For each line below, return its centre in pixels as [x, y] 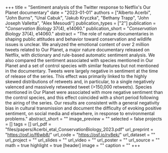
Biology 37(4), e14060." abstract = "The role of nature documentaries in [79, 34]
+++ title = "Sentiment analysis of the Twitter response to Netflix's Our [78, 7]
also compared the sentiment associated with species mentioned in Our [79, 60]
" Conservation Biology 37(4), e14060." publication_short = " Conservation [81, 28]
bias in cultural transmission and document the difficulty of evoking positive [83, 108]
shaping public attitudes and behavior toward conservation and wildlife [78, 39]
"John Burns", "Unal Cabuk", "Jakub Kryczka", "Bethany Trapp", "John [77, 18]
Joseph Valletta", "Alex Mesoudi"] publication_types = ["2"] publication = [81, 23]
